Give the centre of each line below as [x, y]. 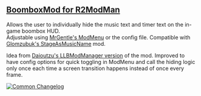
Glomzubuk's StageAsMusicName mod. [56, 43]
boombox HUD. [41, 31]
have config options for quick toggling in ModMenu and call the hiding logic [101, 62]
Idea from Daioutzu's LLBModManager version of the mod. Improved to [96, 55]
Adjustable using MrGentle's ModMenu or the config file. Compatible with [98, 37]
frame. [15, 74]
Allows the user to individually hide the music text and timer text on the [95, 24]
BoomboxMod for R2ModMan [63, 10]
